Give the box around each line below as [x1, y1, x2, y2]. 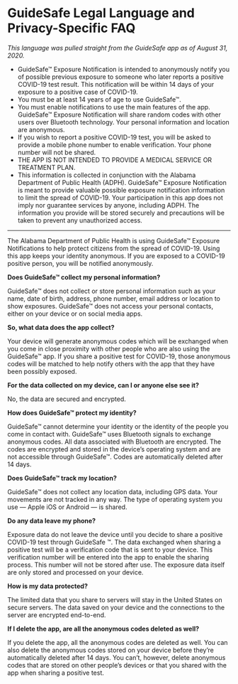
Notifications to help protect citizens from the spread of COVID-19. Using [7, 244, 220, 252]
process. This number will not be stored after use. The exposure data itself [7, 560, 225, 569]
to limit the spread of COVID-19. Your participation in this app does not [17, 193, 223, 202]
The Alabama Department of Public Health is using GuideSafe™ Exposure [7, 236, 220, 245]
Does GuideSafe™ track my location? [7, 474, 117, 482]
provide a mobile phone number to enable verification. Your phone [17, 140, 212, 149]
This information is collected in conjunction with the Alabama [17, 171, 196, 179]
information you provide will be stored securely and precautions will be [17, 208, 225, 217]
